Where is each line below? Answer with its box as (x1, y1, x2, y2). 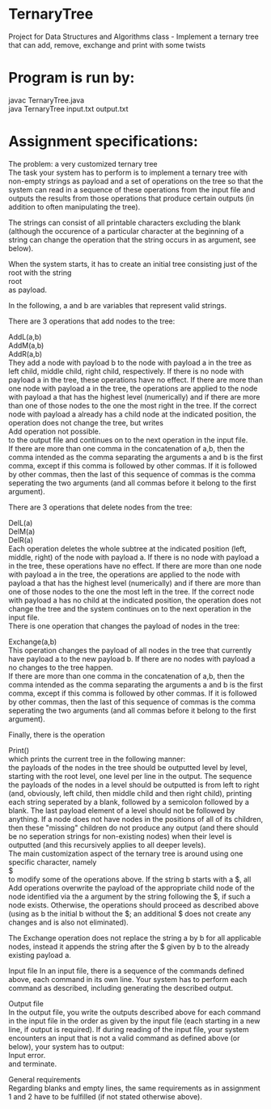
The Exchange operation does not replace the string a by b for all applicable (8, 933, 261, 942)
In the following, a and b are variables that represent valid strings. (8, 300, 227, 310)
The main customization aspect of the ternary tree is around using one (8, 849, 243, 858)
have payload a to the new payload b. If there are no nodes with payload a (8, 654, 256, 663)
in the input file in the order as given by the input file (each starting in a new (8, 1016, 260, 1026)
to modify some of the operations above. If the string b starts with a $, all (8, 874, 252, 884)
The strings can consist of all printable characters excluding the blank (8, 218, 241, 227)
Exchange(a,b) (8, 637, 57, 646)
